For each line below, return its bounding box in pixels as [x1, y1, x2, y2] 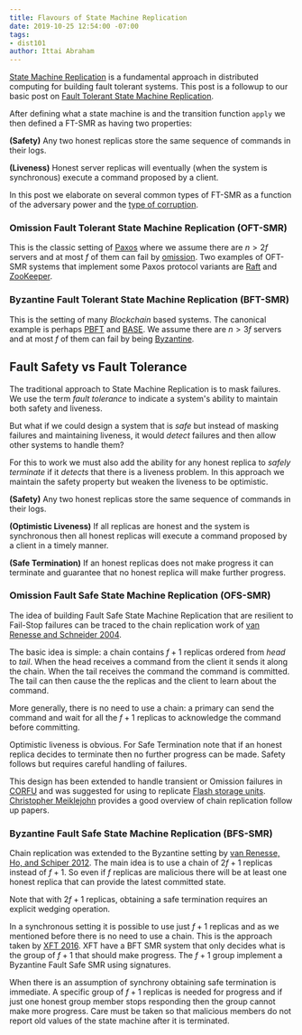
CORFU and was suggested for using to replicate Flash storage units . [9, 785, 266, 796]
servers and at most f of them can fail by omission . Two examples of [9, 252, 263, 263]
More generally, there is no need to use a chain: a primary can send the [9, 702, 275, 713]
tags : [9, 30, 30, 39]
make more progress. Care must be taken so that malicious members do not [9, 1006, 291, 1017]
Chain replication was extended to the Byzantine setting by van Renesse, [9, 848, 280, 859]
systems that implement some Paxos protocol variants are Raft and [28, 261, 278, 272]
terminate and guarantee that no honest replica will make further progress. [9, 566, 287, 578]
